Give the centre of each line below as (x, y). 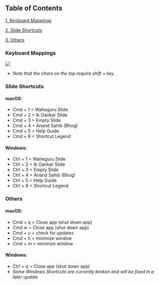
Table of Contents (34, 8)
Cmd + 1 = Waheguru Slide (40, 110)
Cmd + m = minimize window (43, 243)
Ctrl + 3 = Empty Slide (35, 170)
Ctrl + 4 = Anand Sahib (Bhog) (44, 175)
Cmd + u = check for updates (43, 233)
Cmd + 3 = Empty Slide (37, 120)
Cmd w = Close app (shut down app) (51, 227)
